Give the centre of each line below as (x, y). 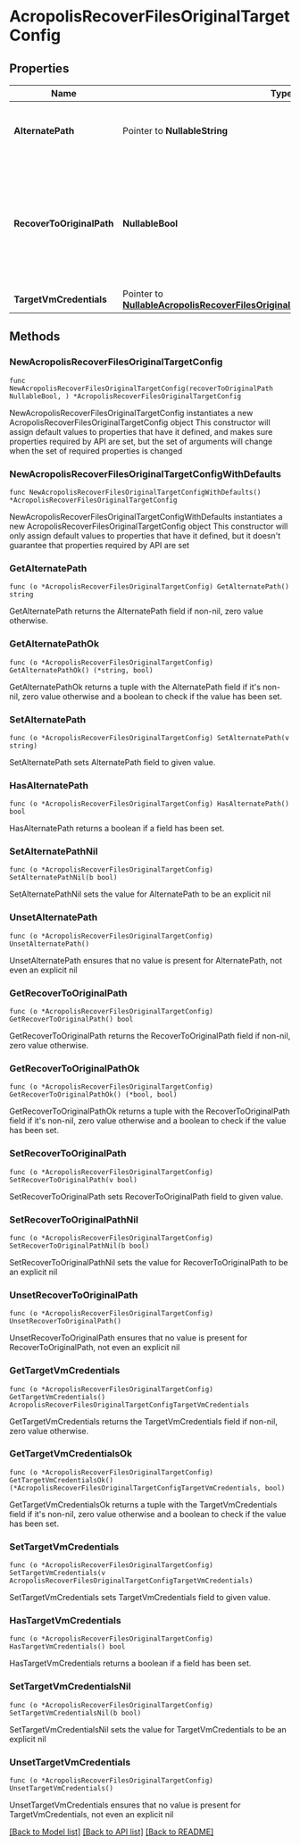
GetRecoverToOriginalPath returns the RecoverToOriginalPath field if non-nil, (150, 1036)
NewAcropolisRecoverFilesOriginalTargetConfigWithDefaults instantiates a (146, 516)
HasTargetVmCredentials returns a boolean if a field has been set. (130, 1664)
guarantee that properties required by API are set (100, 545)
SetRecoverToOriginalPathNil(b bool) (79, 1246)
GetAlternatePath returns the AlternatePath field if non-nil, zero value (136, 611)
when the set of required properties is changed (96, 451)
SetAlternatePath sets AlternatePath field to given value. (112, 762)
